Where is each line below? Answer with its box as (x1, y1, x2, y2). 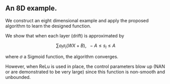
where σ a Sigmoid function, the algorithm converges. (5, 53, 118, 60)
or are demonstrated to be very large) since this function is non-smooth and (5, 68, 165, 75)
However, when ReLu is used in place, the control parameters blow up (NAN (5, 63, 165, 69)
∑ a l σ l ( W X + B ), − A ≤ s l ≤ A (56, 43, 116, 50)
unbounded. (5, 74, 31, 80)
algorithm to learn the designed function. (5, 23, 91, 29)
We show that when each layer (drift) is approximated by (5, 32, 125, 38)
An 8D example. (5, 4, 57, 13)
